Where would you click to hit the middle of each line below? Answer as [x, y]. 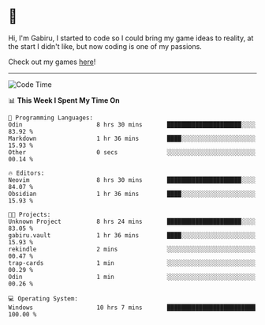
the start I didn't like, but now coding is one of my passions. [105, 46]
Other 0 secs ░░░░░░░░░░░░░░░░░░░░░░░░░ [132, 152]
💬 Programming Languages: [50, 118]
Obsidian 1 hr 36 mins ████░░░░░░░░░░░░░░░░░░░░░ [132, 194]
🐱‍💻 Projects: [30, 214]
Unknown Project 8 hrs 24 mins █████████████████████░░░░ [132, 221]
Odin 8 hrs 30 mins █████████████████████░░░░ [132, 125]
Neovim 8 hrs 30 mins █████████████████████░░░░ [132, 180]
